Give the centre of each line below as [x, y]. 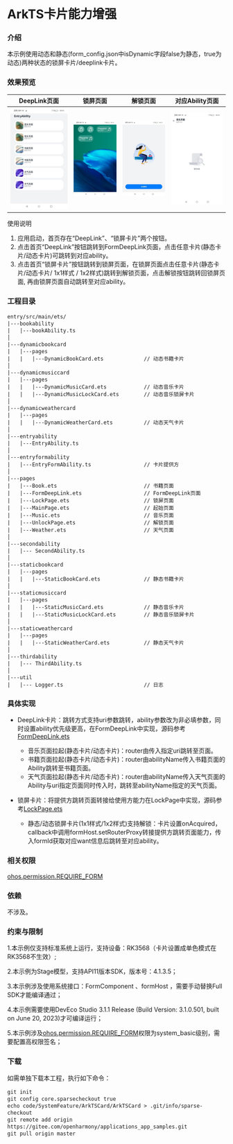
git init [20, 1092]
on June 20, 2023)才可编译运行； [55, 1018]
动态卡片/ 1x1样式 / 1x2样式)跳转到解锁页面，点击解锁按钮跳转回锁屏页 [125, 273]
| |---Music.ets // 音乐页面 [91, 515]
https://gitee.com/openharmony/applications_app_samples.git [97, 1127]
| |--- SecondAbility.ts [46, 551]
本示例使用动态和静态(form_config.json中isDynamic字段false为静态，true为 [114, 54]
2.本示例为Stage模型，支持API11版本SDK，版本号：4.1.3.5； [93, 971]
